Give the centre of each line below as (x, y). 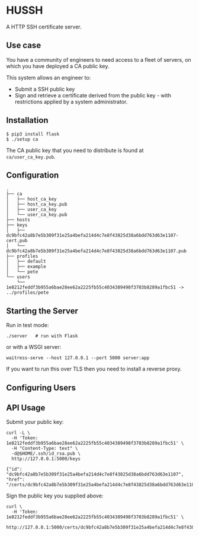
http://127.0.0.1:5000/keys (46, 459)
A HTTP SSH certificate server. (44, 27)
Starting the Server (42, 311)
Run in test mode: (28, 325)
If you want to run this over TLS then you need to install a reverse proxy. (94, 369)
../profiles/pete (28, 293)
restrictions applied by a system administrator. (71, 102)
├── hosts (18, 220)
